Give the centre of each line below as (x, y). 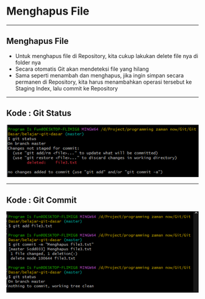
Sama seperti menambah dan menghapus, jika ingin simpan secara (99, 75)
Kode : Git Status (39, 113)
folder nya (28, 62)
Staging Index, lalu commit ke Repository (67, 88)
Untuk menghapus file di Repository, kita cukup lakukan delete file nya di (106, 56)
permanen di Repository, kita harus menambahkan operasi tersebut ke (103, 82)
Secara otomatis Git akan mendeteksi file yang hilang (82, 69)
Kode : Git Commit (42, 200)
